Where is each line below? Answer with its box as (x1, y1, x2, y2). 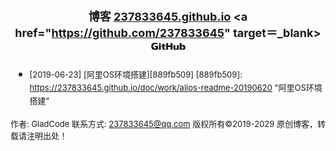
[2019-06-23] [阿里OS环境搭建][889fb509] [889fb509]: (29, 68, 243, 80)
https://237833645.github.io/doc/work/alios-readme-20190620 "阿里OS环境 (29, 82, 323, 93)
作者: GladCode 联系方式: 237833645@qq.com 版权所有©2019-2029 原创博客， (10, 118, 318, 129)
